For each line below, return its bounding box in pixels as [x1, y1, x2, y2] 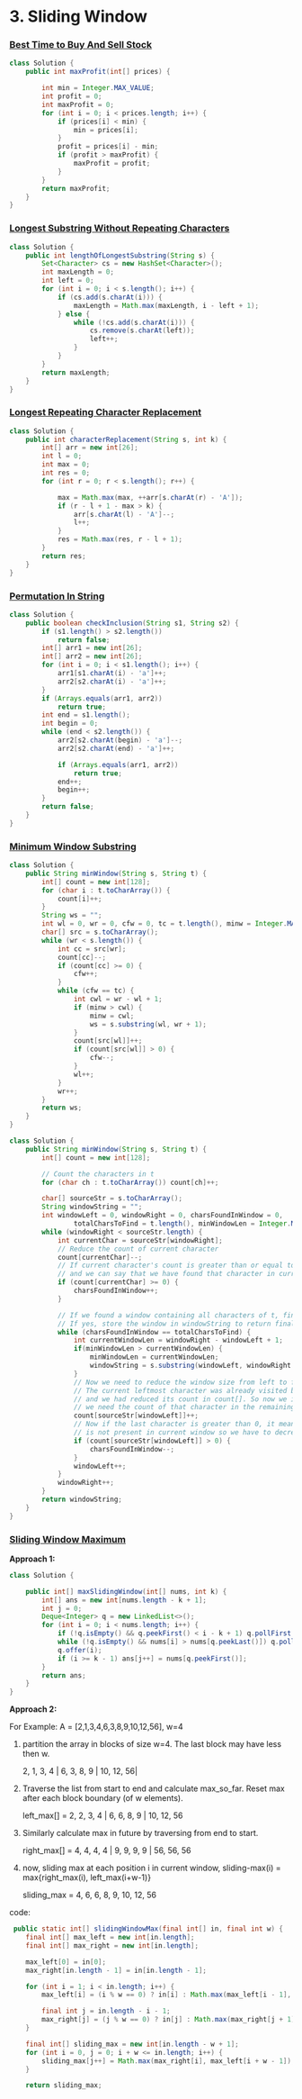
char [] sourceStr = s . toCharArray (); [41, 1194, 182, 1203]
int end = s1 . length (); [41, 710, 130, 719]
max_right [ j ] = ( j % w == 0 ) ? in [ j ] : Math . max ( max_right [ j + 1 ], [41, 2015, 299, 2024]
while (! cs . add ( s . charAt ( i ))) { [73, 318, 195, 327]
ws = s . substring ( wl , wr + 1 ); [89, 1019, 207, 1028]
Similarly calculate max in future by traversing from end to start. [22, 1828, 259, 1839]
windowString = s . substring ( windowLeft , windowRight [89, 1362, 292, 1371]
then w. [22, 1749, 50, 1760]
